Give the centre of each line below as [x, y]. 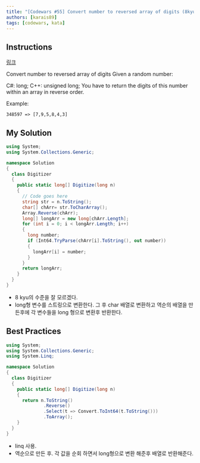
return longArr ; [42, 269]
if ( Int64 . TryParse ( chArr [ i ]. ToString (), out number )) [97, 241]
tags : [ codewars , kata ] [36, 23]
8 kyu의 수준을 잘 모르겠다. [46, 297]
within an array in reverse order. [45, 92]
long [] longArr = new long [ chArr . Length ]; [75, 219]
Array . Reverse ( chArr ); [50, 213]
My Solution [29, 133]
